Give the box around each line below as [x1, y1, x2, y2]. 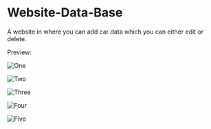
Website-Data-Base [7, 5, 123, 21]
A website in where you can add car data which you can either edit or [7, 27, 204, 36]
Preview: [7, 48, 32, 56]
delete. [7, 34, 27, 43]
